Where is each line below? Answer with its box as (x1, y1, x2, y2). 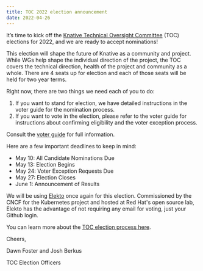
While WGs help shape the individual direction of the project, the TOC (6, 56, 181, 63)
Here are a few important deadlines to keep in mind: (6, 142, 137, 150)
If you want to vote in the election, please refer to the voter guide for (15, 112, 187, 120)
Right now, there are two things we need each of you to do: (6, 87, 155, 95)
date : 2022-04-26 (6, 15, 51, 21)
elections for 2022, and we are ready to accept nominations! (6, 38, 158, 45)
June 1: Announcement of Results (15, 180, 100, 187)
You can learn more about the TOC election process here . (6, 223, 151, 231)
